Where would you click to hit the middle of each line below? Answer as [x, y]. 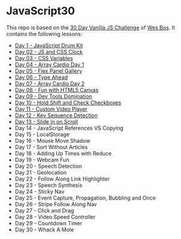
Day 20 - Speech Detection [48, 166]
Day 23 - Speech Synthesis [48, 185]
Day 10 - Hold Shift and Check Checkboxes [68, 102]
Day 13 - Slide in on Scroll [46, 121]
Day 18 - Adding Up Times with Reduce [63, 153]
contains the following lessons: [44, 33]
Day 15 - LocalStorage [42, 134]
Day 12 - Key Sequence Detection [56, 115]
